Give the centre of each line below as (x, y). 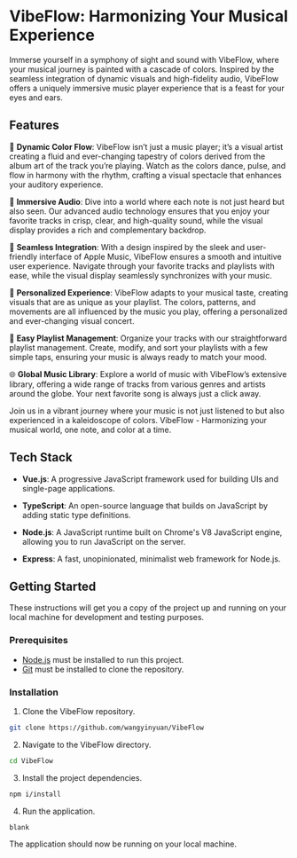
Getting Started (53, 586)
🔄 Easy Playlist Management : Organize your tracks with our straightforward (148, 338)
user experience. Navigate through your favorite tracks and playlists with (142, 266)
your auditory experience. (56, 185)
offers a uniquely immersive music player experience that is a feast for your (147, 88)
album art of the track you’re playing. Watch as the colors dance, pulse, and (148, 165)
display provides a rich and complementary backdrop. (108, 230)
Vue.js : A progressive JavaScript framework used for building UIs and (150, 479)
